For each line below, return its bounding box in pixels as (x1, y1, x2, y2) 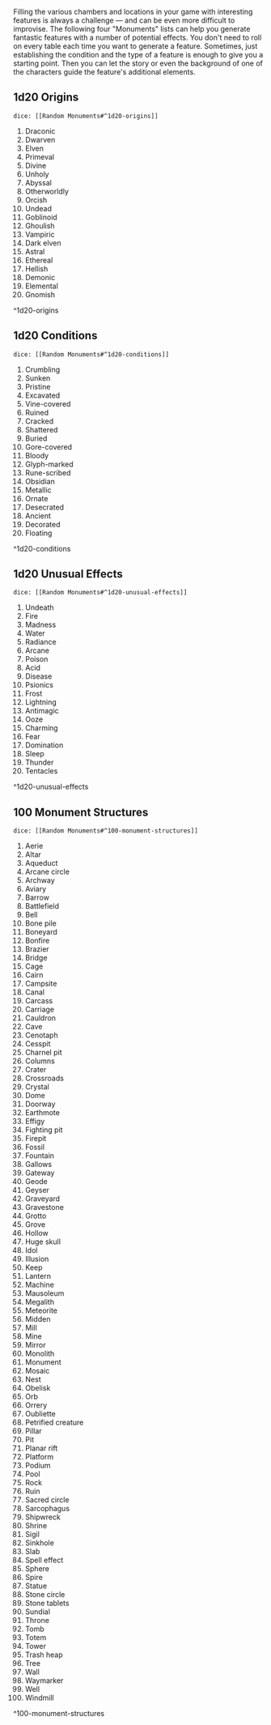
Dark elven (24, 238, 61, 248)
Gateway (24, 1168, 55, 1178)
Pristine (24, 381, 51, 391)
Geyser (24, 1186, 49, 1195)
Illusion (24, 1254, 49, 1264)
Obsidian (24, 476, 55, 486)
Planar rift (24, 1443, 58, 1453)
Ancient (24, 510, 52, 521)
